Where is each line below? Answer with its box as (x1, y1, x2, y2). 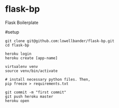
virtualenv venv (5, 64, 38, 69)
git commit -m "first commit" (5, 89, 67, 95)
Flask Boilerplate (5, 20, 39, 25)
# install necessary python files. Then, (5, 77, 91, 82)
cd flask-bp (5, 43, 29, 47)
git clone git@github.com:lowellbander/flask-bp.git (5, 38, 115, 43)
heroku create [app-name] (5, 55, 58, 61)
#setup (5, 29, 20, 35)
